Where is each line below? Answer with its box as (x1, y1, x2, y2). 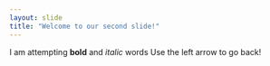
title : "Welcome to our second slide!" (9, 22, 160, 31)
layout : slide (9, 13, 63, 23)
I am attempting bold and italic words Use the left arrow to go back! (9, 46, 262, 57)
